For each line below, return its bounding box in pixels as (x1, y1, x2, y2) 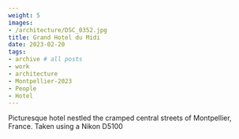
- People (8, 84, 37, 93)
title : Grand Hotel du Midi (8, 33, 101, 42)
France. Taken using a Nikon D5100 (8, 122, 124, 131)
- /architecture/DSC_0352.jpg (8, 26, 108, 34)
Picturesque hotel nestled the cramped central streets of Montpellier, (8, 113, 232, 123)
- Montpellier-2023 (8, 77, 73, 85)
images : (8, 19, 34, 27)
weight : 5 (8, 11, 41, 20)
